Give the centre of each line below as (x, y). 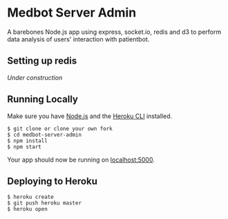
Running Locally (42, 99)
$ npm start (24, 146)
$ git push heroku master (44, 203)
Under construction (35, 77)
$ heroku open (28, 209)
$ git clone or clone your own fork (60, 128)
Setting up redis (42, 61)
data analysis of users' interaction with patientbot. (78, 39)
